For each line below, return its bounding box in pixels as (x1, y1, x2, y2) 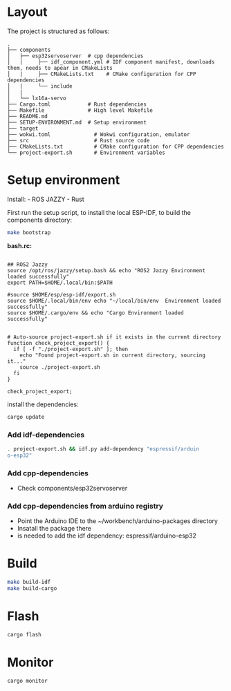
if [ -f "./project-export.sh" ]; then (13, 345, 129, 352)
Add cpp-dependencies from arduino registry (7, 501, 164, 511)
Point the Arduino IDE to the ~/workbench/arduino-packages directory (17, 517, 218, 525)
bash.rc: (7, 241, 33, 249)
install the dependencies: (7, 400, 79, 408)
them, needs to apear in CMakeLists (7, 64, 113, 71)
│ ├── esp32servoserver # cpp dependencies (7, 53, 144, 59)
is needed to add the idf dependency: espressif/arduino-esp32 (17, 531, 197, 540)
